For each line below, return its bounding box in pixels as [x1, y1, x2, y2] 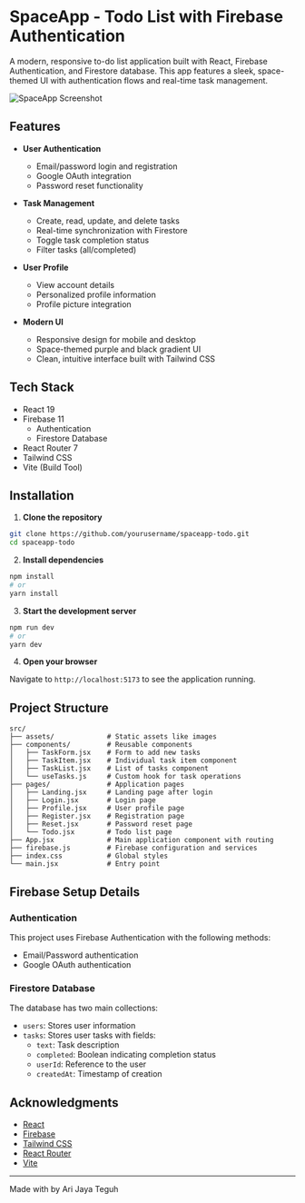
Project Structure [9, 700, 109, 715]
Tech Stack [9, 380, 74, 395]
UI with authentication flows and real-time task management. [39, 75, 269, 85]
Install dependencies [22, 554, 104, 565]
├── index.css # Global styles [9, 851, 169, 860]
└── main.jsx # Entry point [9, 860, 161, 869]
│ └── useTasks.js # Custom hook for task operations [9, 772, 242, 781]
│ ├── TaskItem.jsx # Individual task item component [9, 756, 238, 765]
